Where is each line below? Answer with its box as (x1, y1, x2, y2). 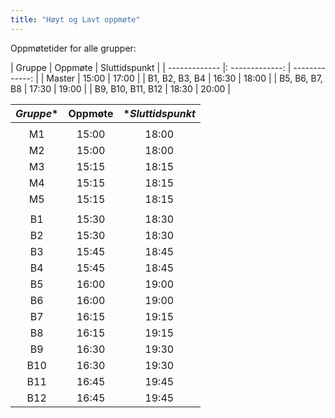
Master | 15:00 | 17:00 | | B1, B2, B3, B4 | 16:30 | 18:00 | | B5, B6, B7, (46, 72, 323, 84)
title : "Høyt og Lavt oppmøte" (10, 14, 141, 25)
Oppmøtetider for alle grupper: (10, 42, 137, 54)
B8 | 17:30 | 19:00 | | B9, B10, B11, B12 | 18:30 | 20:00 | (10, 82, 231, 95)
